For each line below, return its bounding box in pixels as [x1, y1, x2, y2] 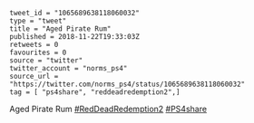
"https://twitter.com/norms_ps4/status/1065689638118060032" [9, 80, 246, 89]
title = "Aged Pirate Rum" [9, 24, 112, 33]
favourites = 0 [9, 48, 67, 57]
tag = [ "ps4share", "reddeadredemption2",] [9, 88, 181, 97]
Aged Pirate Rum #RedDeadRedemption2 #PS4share [9, 104, 207, 114]
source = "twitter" [9, 56, 83, 65]
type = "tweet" [9, 16, 67, 25]
